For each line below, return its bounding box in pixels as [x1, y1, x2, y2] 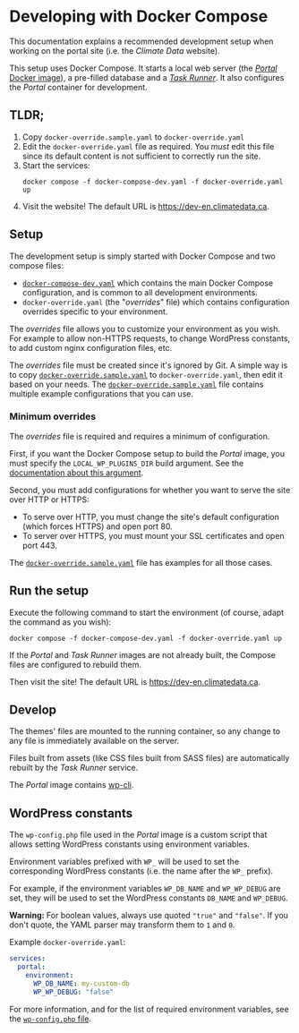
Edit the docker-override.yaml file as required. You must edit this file [21, 141, 275, 151]
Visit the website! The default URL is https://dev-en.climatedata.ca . [21, 201, 270, 211]
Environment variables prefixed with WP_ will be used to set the [9, 857, 240, 867]
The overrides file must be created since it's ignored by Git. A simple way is [9, 360, 288, 371]
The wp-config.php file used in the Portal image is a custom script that [9, 830, 268, 841]
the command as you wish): [9, 616, 112, 627]
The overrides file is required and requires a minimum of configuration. [9, 431, 270, 441]
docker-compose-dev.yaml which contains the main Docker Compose [21, 277, 274, 288]
